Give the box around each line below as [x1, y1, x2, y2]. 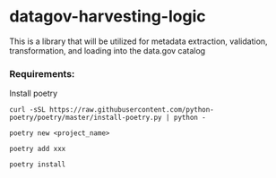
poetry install [9, 160, 66, 169]
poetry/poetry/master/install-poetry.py [9, 114, 163, 123]
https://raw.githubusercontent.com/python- [48, 106, 215, 114]
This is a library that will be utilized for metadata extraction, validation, [9, 36, 268, 47]
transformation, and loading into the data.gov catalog [9, 45, 206, 55]
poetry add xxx [9, 145, 66, 154]
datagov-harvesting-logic [9, 6, 206, 27]
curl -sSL [9, 106, 47, 114]
